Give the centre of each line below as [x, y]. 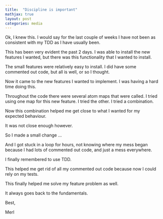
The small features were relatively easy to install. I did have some [71, 67]
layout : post [18, 19]
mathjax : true [20, 14]
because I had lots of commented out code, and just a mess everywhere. [79, 150]
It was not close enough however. [39, 126]
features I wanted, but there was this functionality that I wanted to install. [78, 57]
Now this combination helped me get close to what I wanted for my [73, 111]
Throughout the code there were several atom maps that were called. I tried [81, 96]
